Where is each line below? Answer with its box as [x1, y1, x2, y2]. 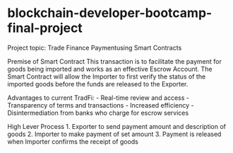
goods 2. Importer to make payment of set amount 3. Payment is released [7, 130, 222, 138]
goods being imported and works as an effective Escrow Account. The [7, 64, 213, 73]
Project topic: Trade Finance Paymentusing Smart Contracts [7, 43, 182, 52]
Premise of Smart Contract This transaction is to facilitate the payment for [7, 57, 222, 65]
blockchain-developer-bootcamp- [7, 5, 213, 21]
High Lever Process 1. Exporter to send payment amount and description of [7, 122, 227, 130]
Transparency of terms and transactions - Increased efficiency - [7, 101, 194, 109]
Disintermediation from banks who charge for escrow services [7, 108, 189, 117]
